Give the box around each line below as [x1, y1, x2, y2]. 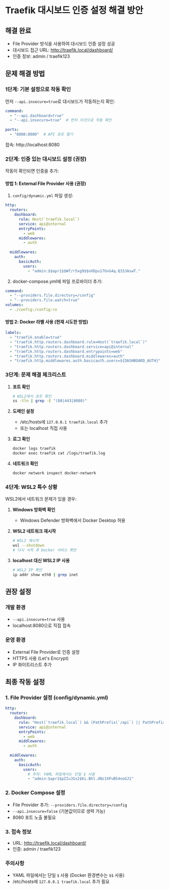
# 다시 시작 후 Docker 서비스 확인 [12, 548, 77, 553]
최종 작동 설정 [5, 677, 45, 686]
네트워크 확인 [12, 461, 39, 467]
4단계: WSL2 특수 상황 [5, 483, 58, 490]
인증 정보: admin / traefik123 [12, 54, 70, 59]
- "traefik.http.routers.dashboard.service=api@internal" [10, 344, 134, 349]
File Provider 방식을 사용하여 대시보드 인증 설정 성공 [12, 41, 115, 46]
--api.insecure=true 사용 [12, 616, 65, 622]
